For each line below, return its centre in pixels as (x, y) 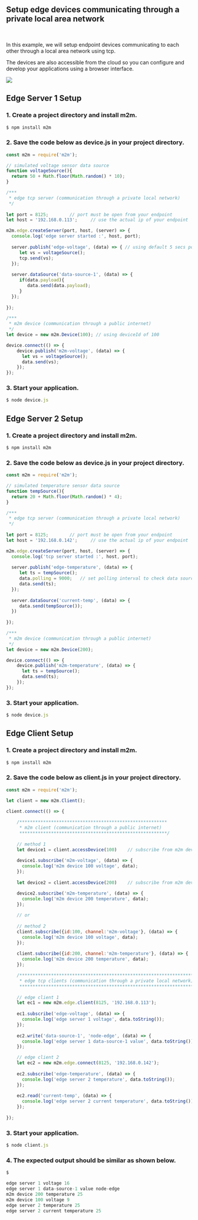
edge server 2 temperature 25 (43, 1205)
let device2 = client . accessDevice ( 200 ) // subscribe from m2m (100, 883)
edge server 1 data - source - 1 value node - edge (63, 1189)
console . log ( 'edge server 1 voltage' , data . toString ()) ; (93, 1019)
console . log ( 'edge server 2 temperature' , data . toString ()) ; (98, 1079)
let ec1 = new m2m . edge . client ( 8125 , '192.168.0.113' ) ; (87, 1003)
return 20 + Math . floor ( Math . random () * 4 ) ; (67, 497)
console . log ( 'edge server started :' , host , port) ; (76, 236)
